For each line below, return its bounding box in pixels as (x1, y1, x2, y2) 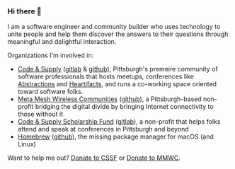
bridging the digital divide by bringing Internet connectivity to (35, 103, 214, 111)
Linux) (17, 140, 37, 148)
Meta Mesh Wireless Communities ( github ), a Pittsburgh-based (17, 95, 202, 103)
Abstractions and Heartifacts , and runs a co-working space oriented (17, 80, 217, 88)
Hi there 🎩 (7, 6, 42, 16)
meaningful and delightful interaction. (7, 37, 117, 46)
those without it (17, 110, 64, 119)
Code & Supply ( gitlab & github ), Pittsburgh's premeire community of (17, 65, 218, 74)
